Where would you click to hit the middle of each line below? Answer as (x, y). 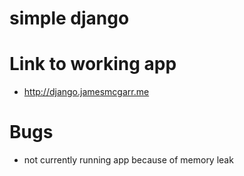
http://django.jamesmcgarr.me (86, 92)
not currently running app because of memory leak (128, 160)
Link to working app (93, 64)
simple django (69, 18)
